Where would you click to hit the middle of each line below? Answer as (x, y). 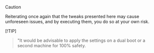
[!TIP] (11, 31)
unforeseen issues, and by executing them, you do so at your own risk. (77, 22)
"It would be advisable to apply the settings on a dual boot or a (81, 40)
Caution (13, 7)
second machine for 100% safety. (51, 45)
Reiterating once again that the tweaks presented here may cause (72, 16)
